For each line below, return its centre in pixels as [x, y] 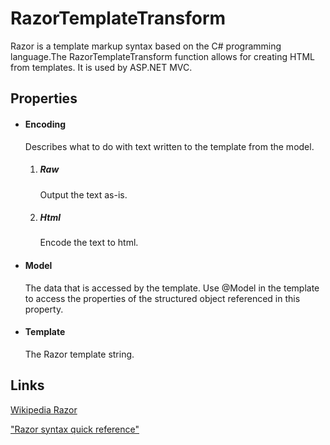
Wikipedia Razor [44, 409]
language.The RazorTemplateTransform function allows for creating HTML [162, 56]
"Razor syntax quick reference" [75, 429]
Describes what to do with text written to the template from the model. [169, 146]
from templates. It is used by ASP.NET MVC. [101, 67]
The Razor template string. [79, 354]
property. [44, 309]
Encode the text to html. [89, 243]
